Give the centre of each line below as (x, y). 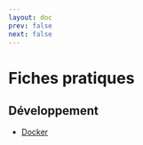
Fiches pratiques (71, 78)
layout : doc (30, 17)
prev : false (30, 26)
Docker (35, 132)
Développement (54, 111)
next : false (30, 34)
